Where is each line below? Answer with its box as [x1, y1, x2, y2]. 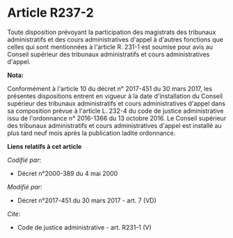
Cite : [7, 209, 21, 218]
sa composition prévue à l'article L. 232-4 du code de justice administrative [7, 106, 224, 115]
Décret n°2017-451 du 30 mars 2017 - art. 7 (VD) [17, 196, 156, 205]
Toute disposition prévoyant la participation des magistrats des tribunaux [7, 28, 216, 36]
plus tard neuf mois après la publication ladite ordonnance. [7, 129, 176, 137]
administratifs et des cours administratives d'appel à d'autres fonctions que [7, 35, 224, 43]
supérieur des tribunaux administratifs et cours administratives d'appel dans [7, 99, 226, 107]
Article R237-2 [7, 5, 94, 21]
